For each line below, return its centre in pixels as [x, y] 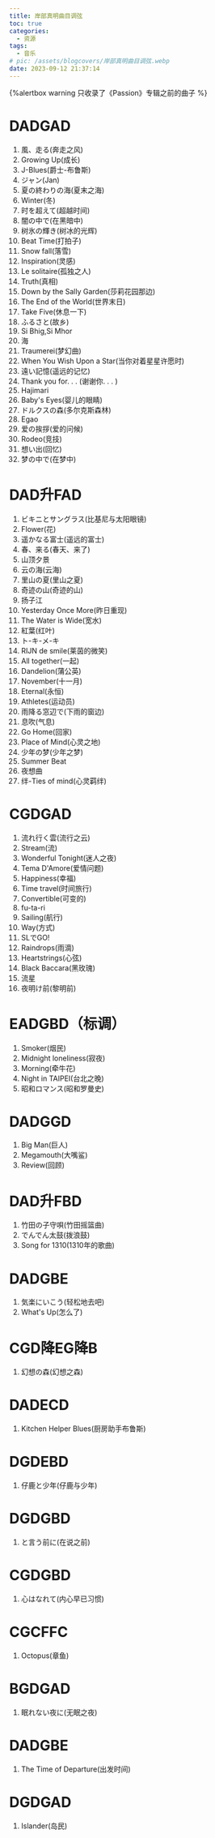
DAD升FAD [46, 495]
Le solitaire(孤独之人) [56, 271]
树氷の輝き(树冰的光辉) [59, 230]
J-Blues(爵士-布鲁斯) [56, 169]
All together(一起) [50, 661]
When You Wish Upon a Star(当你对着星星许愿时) [103, 361]
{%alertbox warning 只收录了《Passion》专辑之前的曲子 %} [108, 92]
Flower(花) [38, 529]
